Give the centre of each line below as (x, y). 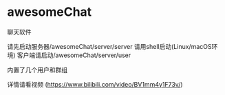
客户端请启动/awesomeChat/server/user (74, 55)
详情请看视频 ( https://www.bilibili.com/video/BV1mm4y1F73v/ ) (95, 84)
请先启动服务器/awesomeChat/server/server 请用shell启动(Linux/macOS (109, 46)
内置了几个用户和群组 (37, 70)
